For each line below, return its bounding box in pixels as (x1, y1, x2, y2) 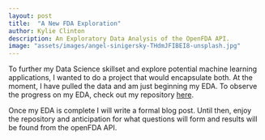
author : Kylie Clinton (8, 27, 85, 35)
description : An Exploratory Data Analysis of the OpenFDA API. (8, 34, 230, 43)
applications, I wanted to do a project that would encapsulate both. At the (8, 73, 253, 83)
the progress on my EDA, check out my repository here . (8, 90, 194, 100)
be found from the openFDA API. (8, 123, 118, 133)
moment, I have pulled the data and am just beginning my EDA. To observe (8, 82, 258, 91)
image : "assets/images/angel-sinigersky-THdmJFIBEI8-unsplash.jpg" (8, 42, 241, 50)
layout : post (8, 11, 53, 20)
